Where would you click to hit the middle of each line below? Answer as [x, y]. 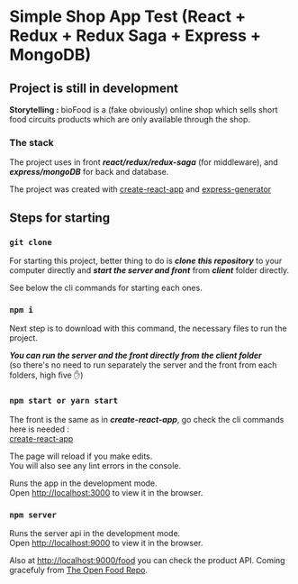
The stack [32, 142]
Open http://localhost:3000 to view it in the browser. [106, 492]
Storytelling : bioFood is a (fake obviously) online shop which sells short [144, 109]
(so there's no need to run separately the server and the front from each [143, 365]
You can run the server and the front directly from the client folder [136, 356]
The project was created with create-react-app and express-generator [140, 189]
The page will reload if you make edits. [81, 456]
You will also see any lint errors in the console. [95, 465]
